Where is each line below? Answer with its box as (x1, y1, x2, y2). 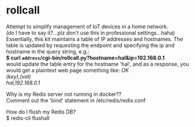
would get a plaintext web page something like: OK (6, 66, 129, 73)
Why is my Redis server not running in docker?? (6, 91, 122, 98)
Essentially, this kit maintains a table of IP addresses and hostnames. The (6, 35, 183, 42)
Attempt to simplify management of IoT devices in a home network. (6, 23, 169, 30)
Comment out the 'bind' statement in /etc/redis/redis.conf (6, 96, 146, 103)
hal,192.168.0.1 (6, 79, 41, 86)
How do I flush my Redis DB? (6, 108, 76, 115)
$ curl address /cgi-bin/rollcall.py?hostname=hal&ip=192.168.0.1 (6, 54, 165, 61)
